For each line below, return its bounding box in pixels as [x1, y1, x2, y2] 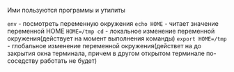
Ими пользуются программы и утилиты [7, 6, 125, 14]
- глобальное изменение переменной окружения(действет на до [7, 42, 202, 50]
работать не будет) [40, 57, 97, 65]
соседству [7, 57, 39, 65]
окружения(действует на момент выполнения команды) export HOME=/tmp [7, 34, 227, 43]
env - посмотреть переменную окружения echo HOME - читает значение [7, 20, 219, 27]
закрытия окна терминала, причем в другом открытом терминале [7, 49, 205, 57]
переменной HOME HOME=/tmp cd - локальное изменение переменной [7, 27, 215, 35]
